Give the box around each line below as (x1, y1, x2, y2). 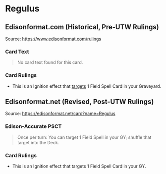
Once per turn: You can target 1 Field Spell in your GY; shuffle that (17, 134, 152, 140)
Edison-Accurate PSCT (5, 123, 62, 130)
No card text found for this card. (17, 59, 83, 65)
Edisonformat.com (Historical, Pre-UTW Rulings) (5, 23, 160, 31)
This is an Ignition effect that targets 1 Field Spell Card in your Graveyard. (12, 83, 162, 89)
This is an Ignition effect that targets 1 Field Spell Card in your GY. (12, 163, 146, 169)
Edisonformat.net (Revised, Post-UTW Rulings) (5, 97, 154, 106)
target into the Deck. (17, 139, 59, 145)
